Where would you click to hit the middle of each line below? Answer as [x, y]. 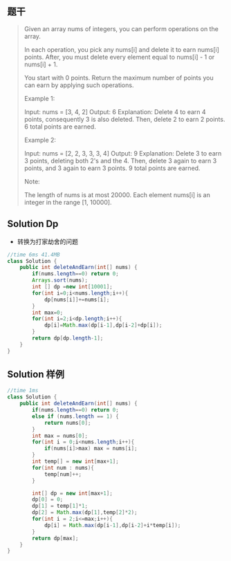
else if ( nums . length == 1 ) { [75, 416]
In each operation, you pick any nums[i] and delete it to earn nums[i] [122, 49]
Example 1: [39, 98]
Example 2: [40, 140]
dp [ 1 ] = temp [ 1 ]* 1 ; [60, 506]
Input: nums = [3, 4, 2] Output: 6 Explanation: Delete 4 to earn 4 [115, 111]
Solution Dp [33, 224]
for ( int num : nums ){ [63, 468]
